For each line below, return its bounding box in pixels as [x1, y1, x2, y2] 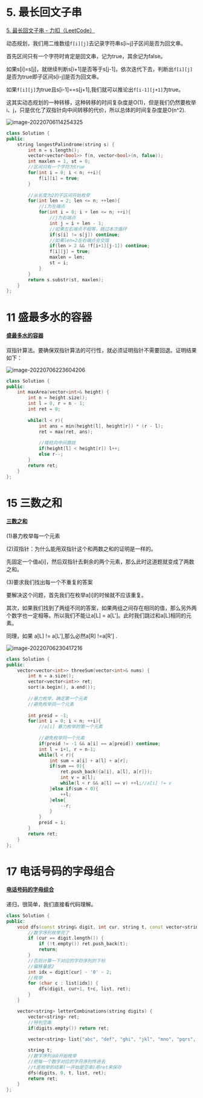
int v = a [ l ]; [60, 774, 96, 781]
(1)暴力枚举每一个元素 [6, 532, 60, 540]
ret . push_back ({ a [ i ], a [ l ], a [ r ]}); [60, 769, 153, 775]
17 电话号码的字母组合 [6, 865, 115, 878]
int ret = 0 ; [28, 406, 61, 412]
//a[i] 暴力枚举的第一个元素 [38, 724, 103, 730]
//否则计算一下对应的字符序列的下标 [28, 957, 106, 964]
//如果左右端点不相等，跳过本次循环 [49, 226, 127, 232]
